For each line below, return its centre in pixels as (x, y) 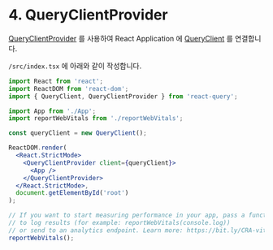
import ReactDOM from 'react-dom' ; (69, 88)
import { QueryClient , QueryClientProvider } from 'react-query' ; (123, 96)
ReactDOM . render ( (38, 148)
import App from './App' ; (52, 111)
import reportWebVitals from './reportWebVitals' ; (96, 119)
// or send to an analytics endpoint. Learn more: (96, 230)
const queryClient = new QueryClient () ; (78, 133)
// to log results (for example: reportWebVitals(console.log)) (119, 223)
